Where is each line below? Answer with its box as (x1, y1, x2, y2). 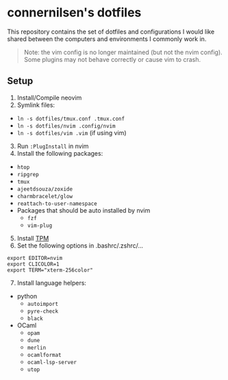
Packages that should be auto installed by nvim (16, 206, 151, 214)
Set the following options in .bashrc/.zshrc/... (16, 241, 144, 250)
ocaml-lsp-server (27, 359, 77, 366)
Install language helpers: (16, 278, 87, 287)
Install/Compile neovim (16, 93, 82, 102)
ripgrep (16, 171, 39, 178)
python (16, 292, 38, 300)
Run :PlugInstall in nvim (16, 142, 89, 150)
